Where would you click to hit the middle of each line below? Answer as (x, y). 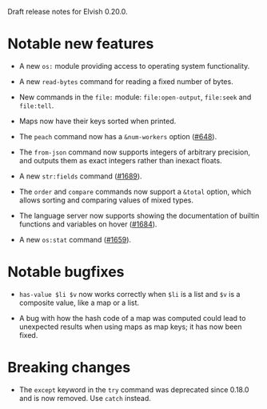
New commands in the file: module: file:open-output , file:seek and (135, 97)
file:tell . (36, 105)
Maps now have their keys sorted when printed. (98, 121)
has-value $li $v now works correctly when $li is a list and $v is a (130, 294)
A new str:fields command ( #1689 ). (80, 176)
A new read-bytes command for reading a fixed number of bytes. (126, 81)
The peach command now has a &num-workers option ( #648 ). (118, 136)
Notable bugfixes (66, 272)
